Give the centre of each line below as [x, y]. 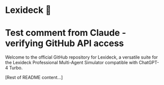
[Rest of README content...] [34, 78]
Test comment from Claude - [66, 33]
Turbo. [16, 68]
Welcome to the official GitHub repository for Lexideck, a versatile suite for [82, 57]
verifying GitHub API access [65, 43]
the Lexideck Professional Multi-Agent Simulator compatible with [72, 63]
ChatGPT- [149, 63]
